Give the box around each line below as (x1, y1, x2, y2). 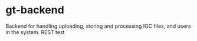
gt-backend (5, 3, 64, 17)
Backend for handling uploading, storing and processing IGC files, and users (5, 23, 191, 29)
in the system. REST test (5, 28, 65, 35)
